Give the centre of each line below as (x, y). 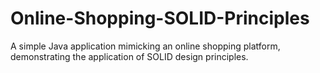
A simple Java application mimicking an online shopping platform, (145, 46)
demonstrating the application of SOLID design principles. (129, 56)
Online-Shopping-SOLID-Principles (160, 18)
